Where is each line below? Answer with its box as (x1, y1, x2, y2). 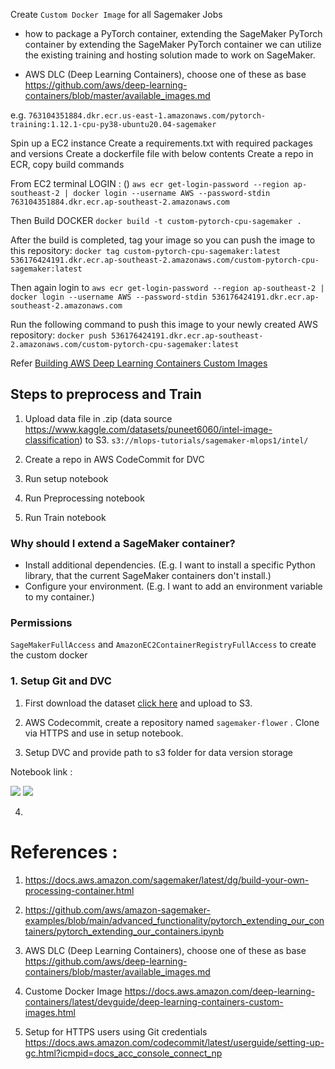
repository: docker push (10, 329, 107, 341)
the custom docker (10, 649, 88, 661)
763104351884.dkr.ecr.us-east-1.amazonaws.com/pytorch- (28, 111, 267, 121)
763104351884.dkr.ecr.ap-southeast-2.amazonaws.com (10, 197, 230, 207)
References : (10, 840, 118, 863)
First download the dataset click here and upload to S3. (24, 697, 253, 709)
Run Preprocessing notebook (24, 492, 145, 504)
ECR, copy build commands (10, 159, 125, 170)
